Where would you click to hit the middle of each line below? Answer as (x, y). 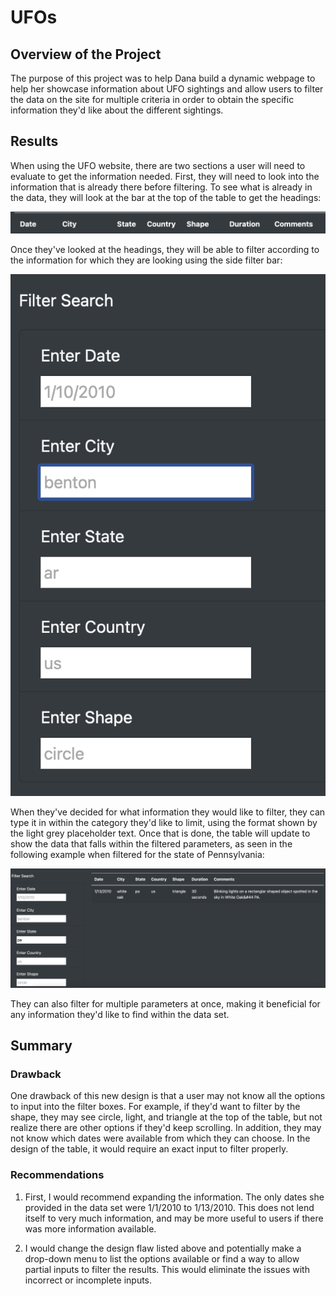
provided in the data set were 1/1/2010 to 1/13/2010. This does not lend (169, 1207)
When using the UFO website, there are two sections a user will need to (158, 165)
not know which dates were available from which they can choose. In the (160, 1138)
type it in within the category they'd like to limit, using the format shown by (164, 823)
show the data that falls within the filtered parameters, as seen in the (151, 844)
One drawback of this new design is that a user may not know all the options (168, 1096)
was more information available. (90, 1228)
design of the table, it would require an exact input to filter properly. (149, 1149)
